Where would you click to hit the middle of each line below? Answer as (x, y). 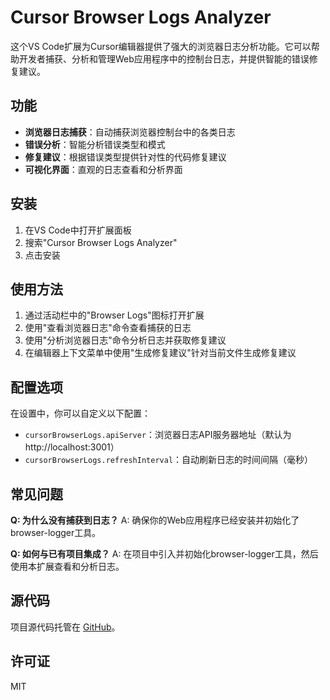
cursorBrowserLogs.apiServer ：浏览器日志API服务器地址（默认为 (158, 435)
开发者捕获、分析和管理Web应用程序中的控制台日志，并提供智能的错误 (164, 58)
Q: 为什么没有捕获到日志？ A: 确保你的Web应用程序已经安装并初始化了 (155, 520)
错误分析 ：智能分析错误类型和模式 (95, 144)
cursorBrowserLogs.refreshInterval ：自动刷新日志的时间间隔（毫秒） (169, 460)
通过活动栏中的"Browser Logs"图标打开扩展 (114, 315)
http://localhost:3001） (72, 447)
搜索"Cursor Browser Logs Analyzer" (101, 242)
